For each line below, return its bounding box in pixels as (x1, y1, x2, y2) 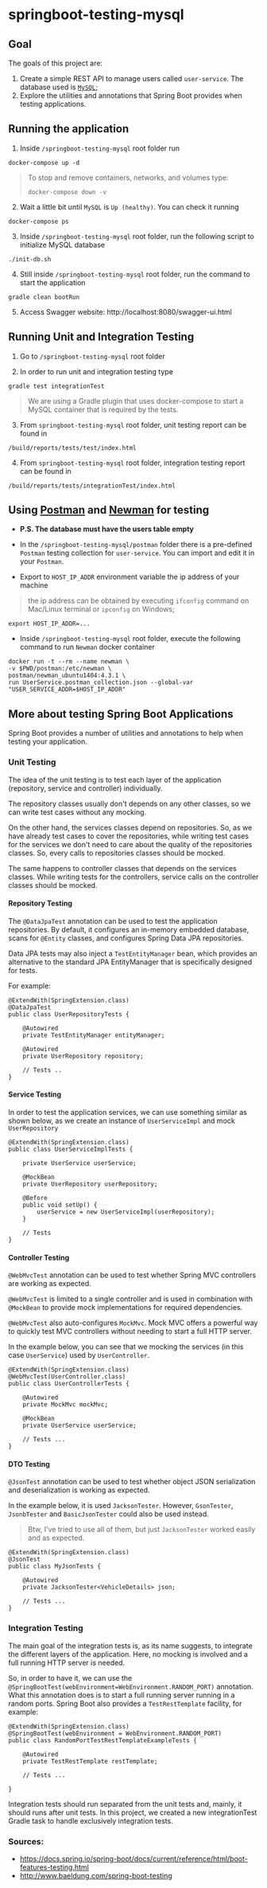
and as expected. (27, 1533, 85, 1542)
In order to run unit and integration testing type (19, 366, 173, 376)
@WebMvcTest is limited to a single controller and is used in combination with (8, 1294, 253, 1304)
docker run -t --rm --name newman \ (8, 658, 130, 666)
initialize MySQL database (19, 240, 106, 249)
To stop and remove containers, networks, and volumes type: (27, 173, 229, 182)
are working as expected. (8, 1279, 91, 1288)
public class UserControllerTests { (8, 1380, 130, 1388)
